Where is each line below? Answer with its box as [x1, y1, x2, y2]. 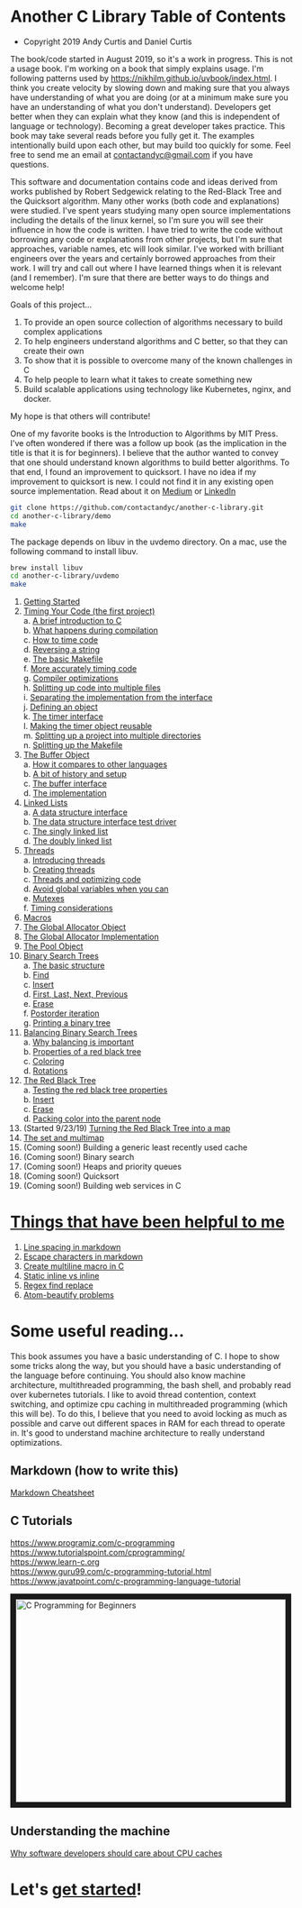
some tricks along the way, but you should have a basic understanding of [10, 1361, 281, 1372]
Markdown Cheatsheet [10, 1487, 95, 1498]
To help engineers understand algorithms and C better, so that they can [22, 335, 289, 346]
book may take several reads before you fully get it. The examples [10, 130, 255, 141]
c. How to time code [22, 634, 98, 645]
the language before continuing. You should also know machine [10, 1370, 246, 1381]
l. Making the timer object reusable [22, 721, 153, 732]
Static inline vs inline [22, 1271, 100, 1282]
